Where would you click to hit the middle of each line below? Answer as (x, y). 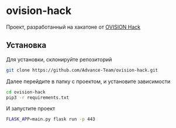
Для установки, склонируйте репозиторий (59, 59)
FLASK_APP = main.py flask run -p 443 (51, 119)
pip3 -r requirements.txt (37, 98)
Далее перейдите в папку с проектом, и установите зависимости (88, 81)
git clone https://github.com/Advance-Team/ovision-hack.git (82, 70)
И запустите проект (31, 109)
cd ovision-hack (26, 92)
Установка (26, 45)
